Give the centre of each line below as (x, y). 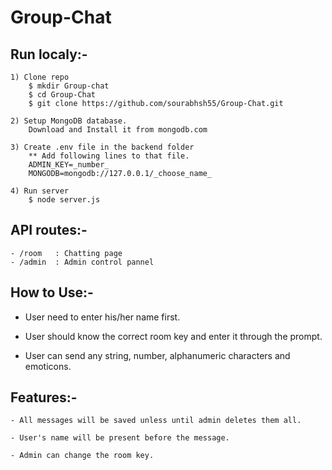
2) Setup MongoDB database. (69, 121)
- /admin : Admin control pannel (82, 262)
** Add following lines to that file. (109, 156)
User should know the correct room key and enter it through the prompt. (173, 336)
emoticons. (48, 366)
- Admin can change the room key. (82, 456)
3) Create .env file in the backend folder (102, 147)
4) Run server (40, 191)
